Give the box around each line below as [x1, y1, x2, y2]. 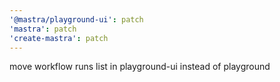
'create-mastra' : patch [9, 33, 109, 43]
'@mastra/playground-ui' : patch [9, 14, 144, 25]
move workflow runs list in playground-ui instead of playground [9, 61, 271, 73]
